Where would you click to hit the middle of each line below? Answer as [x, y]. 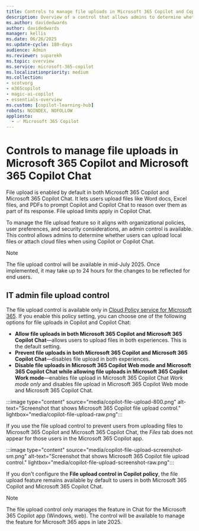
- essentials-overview [34, 99]
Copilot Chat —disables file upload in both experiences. [82, 359]
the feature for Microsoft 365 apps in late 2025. [64, 522]
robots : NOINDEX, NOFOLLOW [39, 111]
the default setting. [38, 346]
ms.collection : [25, 77]
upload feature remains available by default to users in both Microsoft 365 [97, 480]
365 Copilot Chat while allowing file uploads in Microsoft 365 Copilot [101, 371]
